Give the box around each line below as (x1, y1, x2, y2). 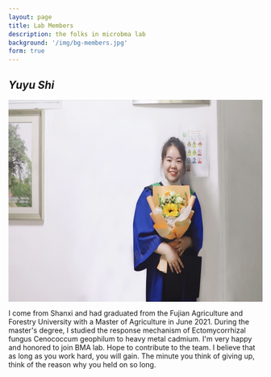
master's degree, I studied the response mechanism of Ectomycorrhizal (8, 325, 246, 335)
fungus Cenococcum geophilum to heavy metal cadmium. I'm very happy (8, 333, 252, 343)
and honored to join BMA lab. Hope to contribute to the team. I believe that (8, 342, 256, 352)
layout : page (8, 13, 52, 21)
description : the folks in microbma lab (8, 30, 147, 38)
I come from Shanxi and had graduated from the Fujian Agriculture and (8, 308, 244, 318)
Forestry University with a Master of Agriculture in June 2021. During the (8, 316, 250, 326)
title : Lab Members (8, 21, 74, 30)
